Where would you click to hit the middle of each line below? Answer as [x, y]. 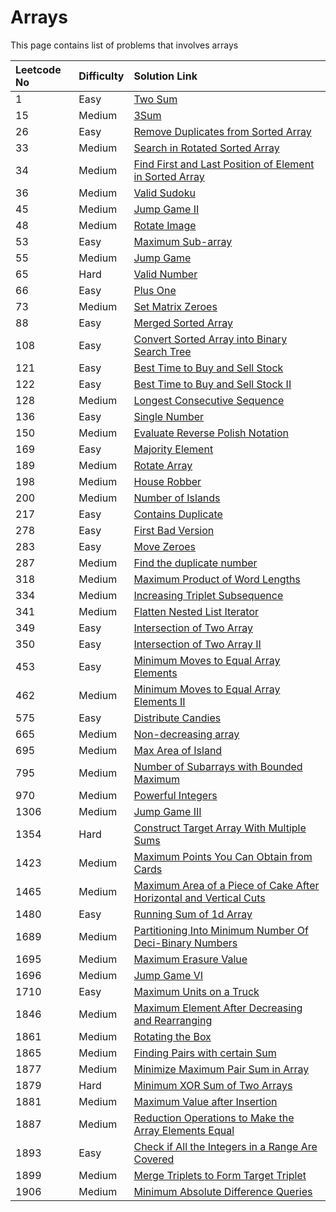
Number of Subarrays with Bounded [218, 766]
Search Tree [162, 351]
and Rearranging [173, 1020]
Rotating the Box [172, 1036]
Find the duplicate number [195, 563]
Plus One [155, 290]
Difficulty [101, 76]
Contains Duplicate [178, 514]
